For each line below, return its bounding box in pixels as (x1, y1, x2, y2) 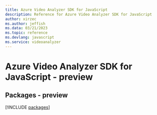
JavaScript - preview (5, 71, 93, 82)
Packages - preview (5, 91, 68, 100)
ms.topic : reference (5, 30, 48, 35)
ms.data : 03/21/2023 (5, 26, 48, 31)
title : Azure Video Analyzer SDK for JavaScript (5, 7, 108, 12)
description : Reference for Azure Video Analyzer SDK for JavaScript (5, 12, 153, 17)
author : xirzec (5, 16, 37, 21)
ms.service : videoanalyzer (5, 40, 61, 45)
